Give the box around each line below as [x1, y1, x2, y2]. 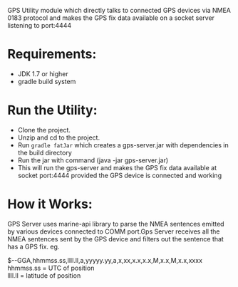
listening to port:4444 [7, 21, 72, 29]
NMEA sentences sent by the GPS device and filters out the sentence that [7, 234, 224, 243]
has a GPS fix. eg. [7, 242, 60, 251]
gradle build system [17, 77, 76, 85]
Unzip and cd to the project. [17, 133, 100, 142]
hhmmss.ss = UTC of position [7, 263, 95, 272]
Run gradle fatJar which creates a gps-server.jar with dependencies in [17, 140, 229, 149]
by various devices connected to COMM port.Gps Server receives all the [7, 227, 220, 236]
